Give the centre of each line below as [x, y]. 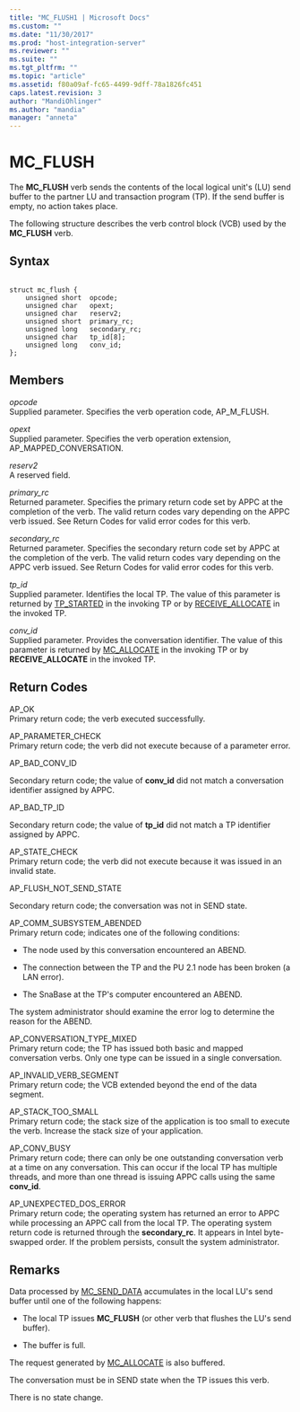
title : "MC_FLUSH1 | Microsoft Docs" [80, 18]
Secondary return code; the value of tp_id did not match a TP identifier [140, 825]
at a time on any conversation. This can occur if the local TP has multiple [143, 1167]
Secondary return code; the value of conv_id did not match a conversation [147, 780]
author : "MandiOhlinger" [56, 101]
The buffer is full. [54, 1346]
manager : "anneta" [43, 118]
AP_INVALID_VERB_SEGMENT [64, 1075]
